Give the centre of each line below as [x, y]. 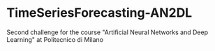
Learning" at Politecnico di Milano [55, 39]
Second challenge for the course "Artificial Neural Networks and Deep [107, 32]
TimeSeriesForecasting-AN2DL [99, 13]
